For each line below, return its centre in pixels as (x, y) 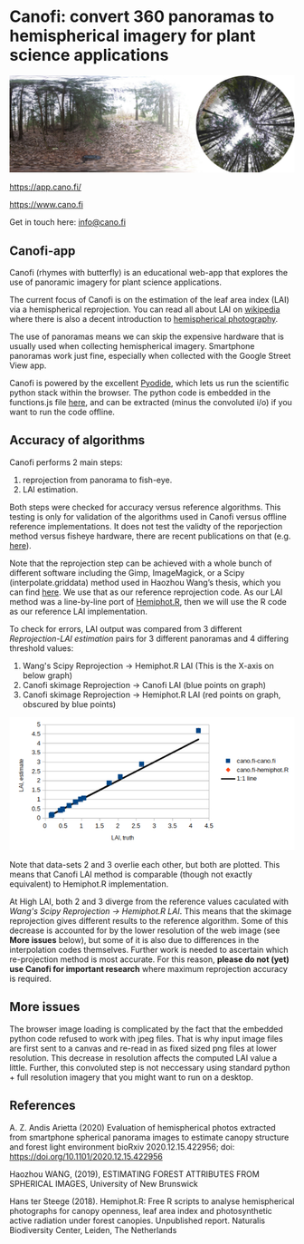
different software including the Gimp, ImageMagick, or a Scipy (127, 572)
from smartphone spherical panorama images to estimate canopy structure (149, 1137)
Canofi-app (43, 251)
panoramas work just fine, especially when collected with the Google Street (150, 356)
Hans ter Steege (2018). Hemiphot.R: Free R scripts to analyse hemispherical (152, 1201)
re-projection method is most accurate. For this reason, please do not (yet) (149, 959)
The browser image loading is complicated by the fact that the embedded (146, 1029)
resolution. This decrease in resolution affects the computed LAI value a (143, 1057)
